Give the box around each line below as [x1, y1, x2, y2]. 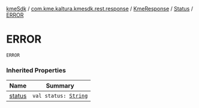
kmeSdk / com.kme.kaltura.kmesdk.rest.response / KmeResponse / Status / [6, 5, 194, 12]
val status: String [32, 92, 88, 100]
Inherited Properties [6, 66, 66, 74]
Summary [46, 82, 75, 90]
